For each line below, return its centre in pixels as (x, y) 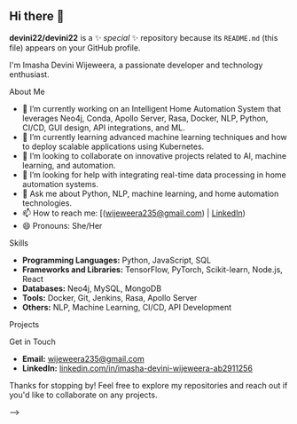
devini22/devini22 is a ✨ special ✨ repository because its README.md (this (144, 37)
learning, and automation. (69, 165)
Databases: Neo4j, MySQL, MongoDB (92, 288)
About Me (27, 91)
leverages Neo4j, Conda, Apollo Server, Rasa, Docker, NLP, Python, (145, 118)
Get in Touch (32, 342)
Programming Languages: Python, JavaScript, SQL (116, 260)
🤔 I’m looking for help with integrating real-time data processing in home (154, 175)
